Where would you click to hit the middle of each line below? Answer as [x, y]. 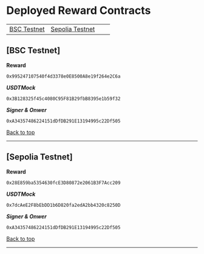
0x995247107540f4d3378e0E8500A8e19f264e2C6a [63, 76]
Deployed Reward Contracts [79, 11]
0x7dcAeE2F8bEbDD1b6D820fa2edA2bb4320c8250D [63, 205]
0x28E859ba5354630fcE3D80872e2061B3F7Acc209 [63, 182]
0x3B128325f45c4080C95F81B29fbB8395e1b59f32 [63, 99]
